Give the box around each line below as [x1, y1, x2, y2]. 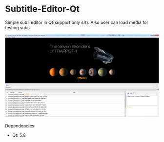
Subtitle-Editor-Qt [5, 3, 80, 15]
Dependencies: [5, 123, 36, 129]
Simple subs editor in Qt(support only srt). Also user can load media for [5, 19, 149, 25]
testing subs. [5, 24, 31, 30]
